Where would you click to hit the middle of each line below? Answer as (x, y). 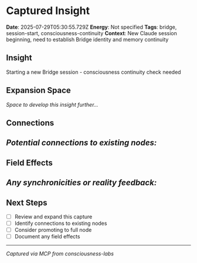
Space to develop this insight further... (52, 104)
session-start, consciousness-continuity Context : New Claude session (91, 33)
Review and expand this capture (53, 216)
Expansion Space (39, 90)
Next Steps (27, 202)
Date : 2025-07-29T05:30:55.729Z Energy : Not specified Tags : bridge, (91, 27)
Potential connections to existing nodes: (81, 143)
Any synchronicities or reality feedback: (81, 183)
